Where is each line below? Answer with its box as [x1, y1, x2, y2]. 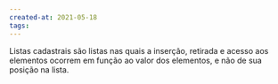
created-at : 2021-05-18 [9, 12, 98, 22]
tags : [9, 21, 29, 30]
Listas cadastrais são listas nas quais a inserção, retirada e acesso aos [9, 45, 269, 56]
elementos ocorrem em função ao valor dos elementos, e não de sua [9, 55, 263, 65]
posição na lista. [9, 64, 69, 75]
